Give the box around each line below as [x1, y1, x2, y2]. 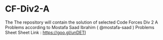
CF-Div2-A [5, 3, 50, 14]
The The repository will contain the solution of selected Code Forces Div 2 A [5, 19, 158, 25]
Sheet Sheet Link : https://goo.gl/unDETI [5, 29, 86, 35]
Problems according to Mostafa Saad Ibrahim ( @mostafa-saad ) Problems [5, 24, 155, 30]
